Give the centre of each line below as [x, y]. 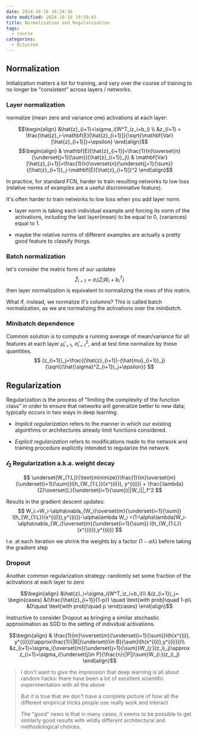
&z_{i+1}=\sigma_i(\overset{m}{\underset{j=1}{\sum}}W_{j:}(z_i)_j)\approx [100, 648]
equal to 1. [27, 223]
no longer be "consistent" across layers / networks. [69, 89]
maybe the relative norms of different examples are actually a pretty [98, 234]
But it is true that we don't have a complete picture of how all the [100, 696]
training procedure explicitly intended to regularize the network [92, 448]
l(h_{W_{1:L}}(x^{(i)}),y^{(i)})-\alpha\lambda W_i [70, 517]
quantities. [19, 351]
